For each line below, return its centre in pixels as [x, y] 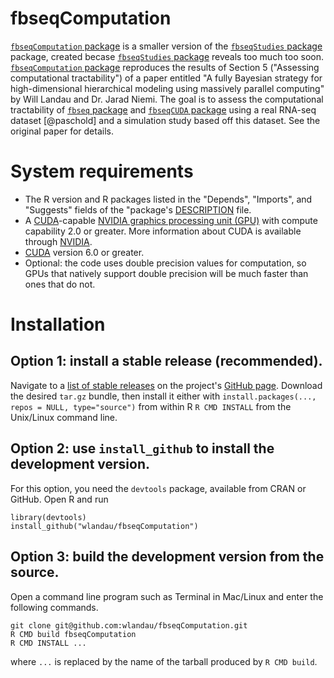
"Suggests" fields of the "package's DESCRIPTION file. [138, 209]
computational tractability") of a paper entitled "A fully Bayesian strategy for [166, 78]
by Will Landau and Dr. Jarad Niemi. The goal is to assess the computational [167, 99]
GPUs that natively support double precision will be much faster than [166, 273]
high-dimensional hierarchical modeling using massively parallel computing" [167, 88]
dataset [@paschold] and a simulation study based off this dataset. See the [165, 120]
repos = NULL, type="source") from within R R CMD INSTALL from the [151, 406]
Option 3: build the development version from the [167, 557]
